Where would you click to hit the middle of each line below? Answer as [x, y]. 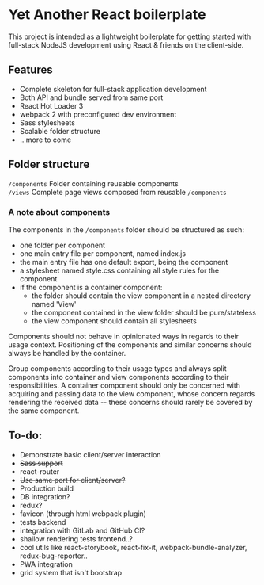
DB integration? [45, 496]
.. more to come [45, 140]
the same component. [44, 411]
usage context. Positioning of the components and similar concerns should [130, 344]
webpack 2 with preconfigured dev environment [98, 114]
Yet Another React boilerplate [107, 15]
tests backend [43, 522]
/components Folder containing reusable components [94, 183]
